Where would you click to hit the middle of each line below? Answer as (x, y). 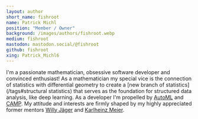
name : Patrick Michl (32, 22)
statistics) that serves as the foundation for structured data (120, 91)
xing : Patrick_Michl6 (33, 55)
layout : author (25, 11)
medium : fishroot (27, 39)
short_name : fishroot (33, 17)
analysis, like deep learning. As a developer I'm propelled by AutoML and (95, 97)
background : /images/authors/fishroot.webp (61, 34)
